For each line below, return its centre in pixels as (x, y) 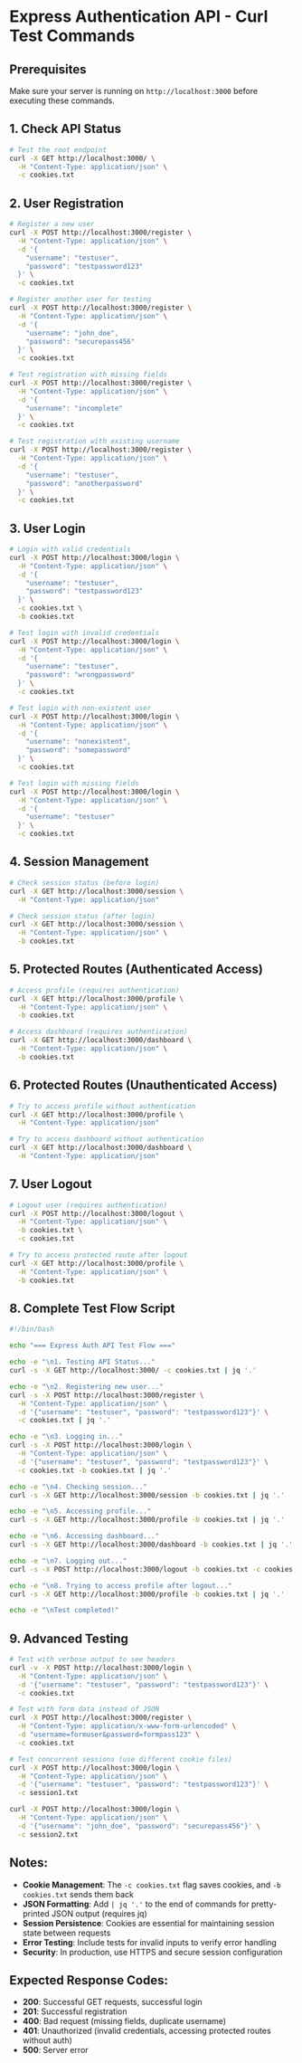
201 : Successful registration (75, 2011)
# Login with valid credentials (70, 549)
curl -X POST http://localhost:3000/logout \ (96, 1213)
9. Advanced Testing (69, 1638)
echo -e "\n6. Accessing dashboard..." (85, 1536)
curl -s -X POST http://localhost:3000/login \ (101, 1445)
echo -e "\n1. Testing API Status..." (82, 1362)
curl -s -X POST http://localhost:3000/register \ (107, 1395)
